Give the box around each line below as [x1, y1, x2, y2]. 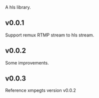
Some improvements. [5, 59, 49, 65]
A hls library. [5, 4, 31, 10]
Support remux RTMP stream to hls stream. [5, 32, 94, 38]
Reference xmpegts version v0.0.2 [5, 87, 76, 93]
